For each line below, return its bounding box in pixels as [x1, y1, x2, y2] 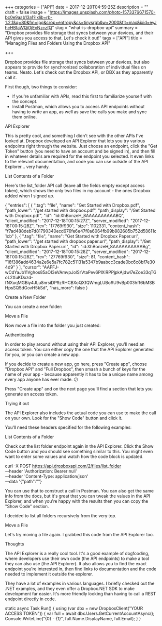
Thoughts [5, 541, 24, 547]
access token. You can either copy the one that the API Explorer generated [5, 347, 154, 352]
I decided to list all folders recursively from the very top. [5, 513, 117, 519]
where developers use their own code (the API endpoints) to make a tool [5, 556, 149, 561]
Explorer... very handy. [5, 164, 50, 169]
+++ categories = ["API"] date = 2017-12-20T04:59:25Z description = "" [5, 4, 148, 10]
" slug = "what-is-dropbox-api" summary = [52, 25, 138, 31]
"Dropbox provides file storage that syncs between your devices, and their [5, 30, 154, 35]
